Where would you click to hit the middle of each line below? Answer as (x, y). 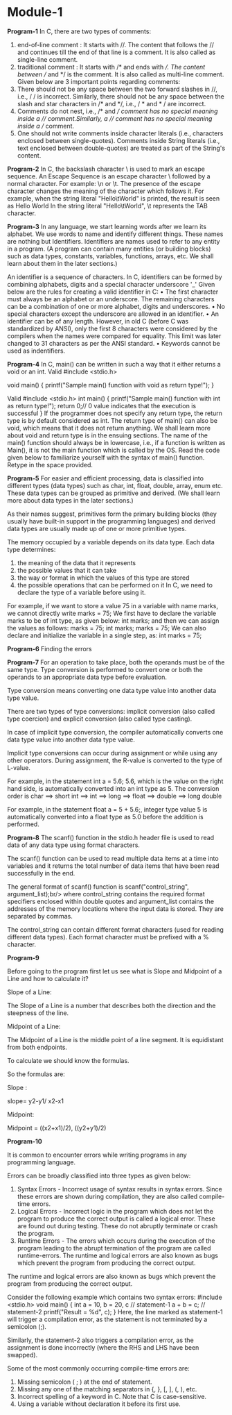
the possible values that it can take (67, 570)
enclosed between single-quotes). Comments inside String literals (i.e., (118, 140)
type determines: (32, 549)
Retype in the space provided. (50, 464)
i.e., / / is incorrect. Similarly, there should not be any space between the (121, 96)
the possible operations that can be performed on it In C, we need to (115, 585)
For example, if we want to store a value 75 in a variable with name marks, (113, 605)
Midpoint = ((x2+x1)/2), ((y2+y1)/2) (57, 1128)
